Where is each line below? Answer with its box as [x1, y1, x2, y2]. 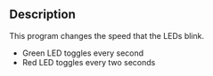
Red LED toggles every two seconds [21, 57, 156, 67]
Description [9, 7, 76, 22]
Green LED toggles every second [21, 48, 144, 58]
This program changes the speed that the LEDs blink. [9, 30, 205, 41]
